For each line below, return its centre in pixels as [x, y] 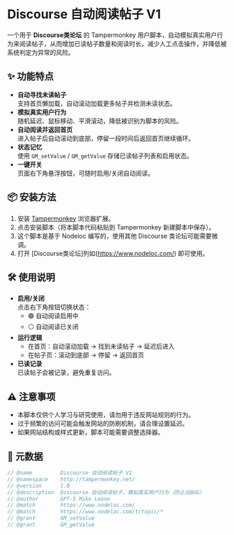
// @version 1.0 [39, 485]
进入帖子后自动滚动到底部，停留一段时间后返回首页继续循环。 [106, 138]
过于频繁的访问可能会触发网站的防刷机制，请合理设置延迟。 [103, 423]
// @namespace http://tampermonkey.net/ [71, 479]
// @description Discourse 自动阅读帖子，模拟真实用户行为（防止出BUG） [106, 492]
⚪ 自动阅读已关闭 [53, 327]
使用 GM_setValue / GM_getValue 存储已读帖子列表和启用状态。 [105, 156]
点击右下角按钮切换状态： [54, 307]
